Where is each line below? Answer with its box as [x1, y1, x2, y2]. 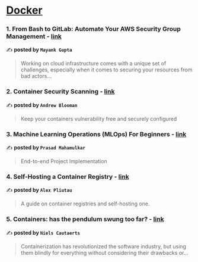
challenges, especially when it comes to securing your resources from [20, 66, 193, 73]
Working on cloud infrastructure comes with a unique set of [20, 60, 167, 67]
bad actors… [20, 73, 52, 80]
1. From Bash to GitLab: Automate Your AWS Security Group [6, 25, 181, 33]
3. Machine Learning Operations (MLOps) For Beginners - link [6, 130, 187, 138]
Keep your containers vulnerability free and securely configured [20, 115, 177, 122]
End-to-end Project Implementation [20, 158, 108, 165]
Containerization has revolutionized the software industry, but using [20, 242, 187, 250]
